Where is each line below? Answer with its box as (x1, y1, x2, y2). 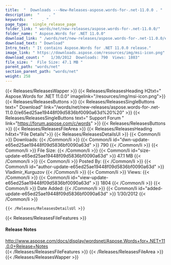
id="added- (138, 185, 163, 191)
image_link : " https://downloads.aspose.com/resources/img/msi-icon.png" (5, 50, 165, 55)
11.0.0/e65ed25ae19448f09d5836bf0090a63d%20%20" (5, 109, 125, 115)
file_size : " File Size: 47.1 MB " (5, 60, 83, 65)
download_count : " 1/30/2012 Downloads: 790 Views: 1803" (5, 55, 140, 60)
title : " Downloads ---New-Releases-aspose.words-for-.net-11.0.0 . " (5, 7, 163, 13)
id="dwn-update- (112, 136, 150, 143)
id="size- (131, 147, 151, 153)
